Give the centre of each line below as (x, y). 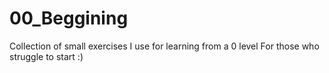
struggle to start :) (46, 56)
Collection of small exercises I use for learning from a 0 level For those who (164, 46)
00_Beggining (69, 18)
